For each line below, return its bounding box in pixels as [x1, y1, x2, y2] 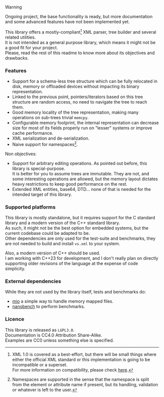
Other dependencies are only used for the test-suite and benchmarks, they [5, 235, 156, 241]
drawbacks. [5, 55, 29, 61]
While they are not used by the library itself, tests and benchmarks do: [5, 289, 146, 295]
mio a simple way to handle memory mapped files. [12, 298, 114, 304]
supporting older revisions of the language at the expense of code [5, 260, 138, 266]
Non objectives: [5, 151, 37, 157]
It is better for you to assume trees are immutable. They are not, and [12, 170, 149, 176]
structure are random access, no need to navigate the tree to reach [12, 99, 147, 104]
